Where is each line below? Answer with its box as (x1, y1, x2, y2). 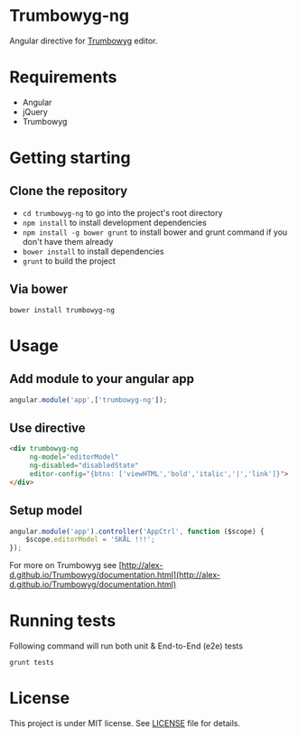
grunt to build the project (22, 255, 116, 266)
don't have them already (22, 236, 114, 247)
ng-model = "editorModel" (29, 452, 119, 462)
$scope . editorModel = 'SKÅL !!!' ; (25, 535, 155, 545)
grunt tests (9, 658, 54, 667)
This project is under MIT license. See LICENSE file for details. (9, 718, 241, 729)
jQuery (22, 106, 48, 117)
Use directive (9, 420, 86, 435)
